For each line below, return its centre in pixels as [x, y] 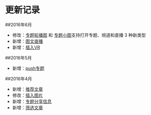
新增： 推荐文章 [27, 89]
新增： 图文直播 [27, 41]
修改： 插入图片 [27, 95]
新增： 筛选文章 [27, 107]
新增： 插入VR [26, 47]
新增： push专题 [28, 68]
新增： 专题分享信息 [32, 101]
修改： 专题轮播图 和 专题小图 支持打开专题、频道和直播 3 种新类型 [79, 35]
